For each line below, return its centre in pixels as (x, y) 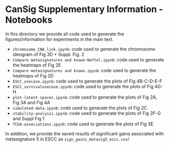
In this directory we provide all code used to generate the (65, 34)
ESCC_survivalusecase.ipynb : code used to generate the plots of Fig (83, 86)
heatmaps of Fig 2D (33, 76)
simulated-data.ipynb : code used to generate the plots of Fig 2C (80, 108)
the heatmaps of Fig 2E (37, 65)
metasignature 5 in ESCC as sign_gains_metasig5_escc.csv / (67, 139)
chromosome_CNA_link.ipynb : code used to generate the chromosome (84, 49)
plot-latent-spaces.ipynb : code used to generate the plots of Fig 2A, (85, 97)
